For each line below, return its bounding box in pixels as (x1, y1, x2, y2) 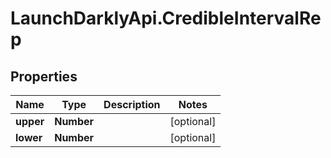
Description (103, 98, 161, 111)
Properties (10, 68, 78, 85)
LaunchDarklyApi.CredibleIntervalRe (10, 7, 322, 30)
